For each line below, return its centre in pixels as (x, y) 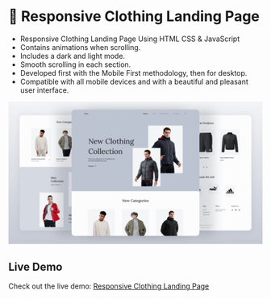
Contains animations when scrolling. (80, 47)
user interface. (44, 90)
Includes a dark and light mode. (73, 56)
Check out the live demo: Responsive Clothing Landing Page (109, 286)
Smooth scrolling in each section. (75, 64)
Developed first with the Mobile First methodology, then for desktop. (133, 73)
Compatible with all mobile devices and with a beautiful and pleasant (134, 81)
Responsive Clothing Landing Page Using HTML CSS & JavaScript (130, 39)
